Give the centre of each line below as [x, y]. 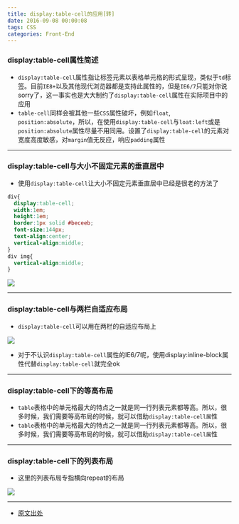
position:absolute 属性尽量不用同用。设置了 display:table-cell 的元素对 [123, 130]
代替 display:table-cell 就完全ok [72, 364]
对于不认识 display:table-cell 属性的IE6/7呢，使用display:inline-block [120, 354]
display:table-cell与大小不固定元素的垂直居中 [86, 166]
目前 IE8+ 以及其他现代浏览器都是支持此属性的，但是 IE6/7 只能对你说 [129, 86]
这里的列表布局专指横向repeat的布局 [71, 478]
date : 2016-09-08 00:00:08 [47, 21]
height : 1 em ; [32, 217]
